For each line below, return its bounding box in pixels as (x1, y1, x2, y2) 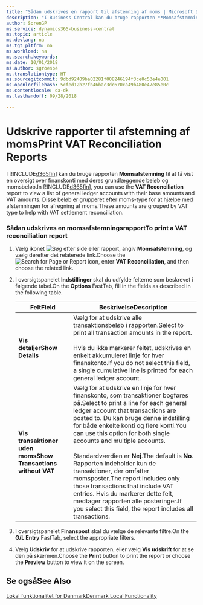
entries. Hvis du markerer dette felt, (73, 489, 174, 497)
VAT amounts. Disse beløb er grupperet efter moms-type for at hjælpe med (6, 196, 193, 203)
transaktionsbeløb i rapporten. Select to (73, 321, 184, 329)
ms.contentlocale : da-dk (6, 88, 69, 94)
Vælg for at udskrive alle (73, 313, 142, 322)
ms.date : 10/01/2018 (6, 59, 59, 65)
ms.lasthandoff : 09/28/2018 (6, 93, 77, 99)
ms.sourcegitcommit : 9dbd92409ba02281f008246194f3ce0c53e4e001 (6, 76, 169, 82)
